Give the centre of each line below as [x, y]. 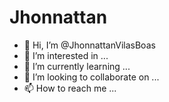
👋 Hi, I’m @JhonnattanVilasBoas [89, 45]
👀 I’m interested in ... [66, 55]
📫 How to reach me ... [70, 88]
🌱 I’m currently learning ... [77, 66]
